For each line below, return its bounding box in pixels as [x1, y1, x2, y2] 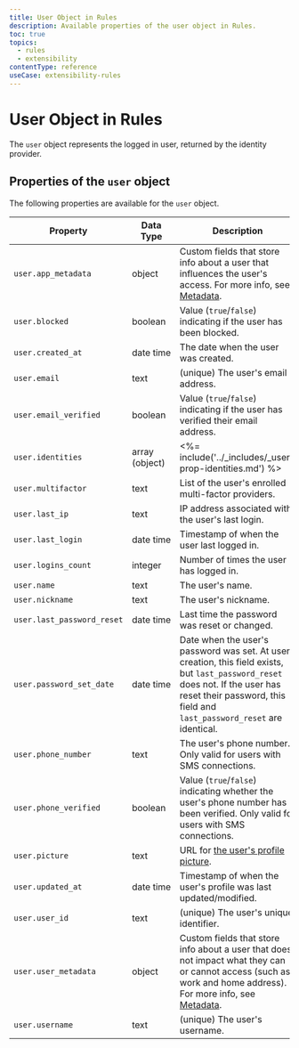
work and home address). [179, 976, 287, 988]
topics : [9, 37, 38, 47]
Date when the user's [179, 633, 270, 646]
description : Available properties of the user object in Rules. [9, 21, 256, 30]
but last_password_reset [179, 667, 283, 679]
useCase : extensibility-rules [9, 71, 122, 80]
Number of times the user [179, 553, 287, 565]
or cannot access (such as [179, 965, 291, 978]
